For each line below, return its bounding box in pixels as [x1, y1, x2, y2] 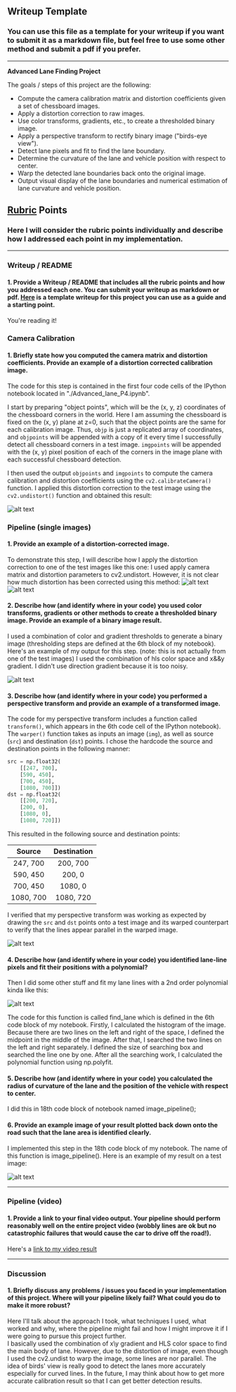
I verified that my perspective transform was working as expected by [7, 910, 206, 919]
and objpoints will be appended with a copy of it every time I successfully [7, 433, 222, 441]
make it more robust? [7, 1301, 71, 1310]
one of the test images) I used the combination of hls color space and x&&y [7, 654, 225, 663]
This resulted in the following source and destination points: [7, 829, 181, 838]
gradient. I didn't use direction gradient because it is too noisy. [7, 661, 188, 670]
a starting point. [7, 300, 55, 309]
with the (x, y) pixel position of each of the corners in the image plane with [7, 447, 223, 456]
